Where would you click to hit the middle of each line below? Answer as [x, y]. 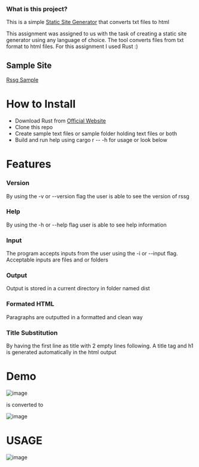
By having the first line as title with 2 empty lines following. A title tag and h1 [100, 346]
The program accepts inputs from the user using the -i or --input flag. [92, 254]
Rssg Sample [22, 80]
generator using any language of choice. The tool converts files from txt [95, 40]
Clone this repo [34, 127]
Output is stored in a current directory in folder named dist [78, 288]
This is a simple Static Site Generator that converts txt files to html [88, 22]
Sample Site [29, 65]
